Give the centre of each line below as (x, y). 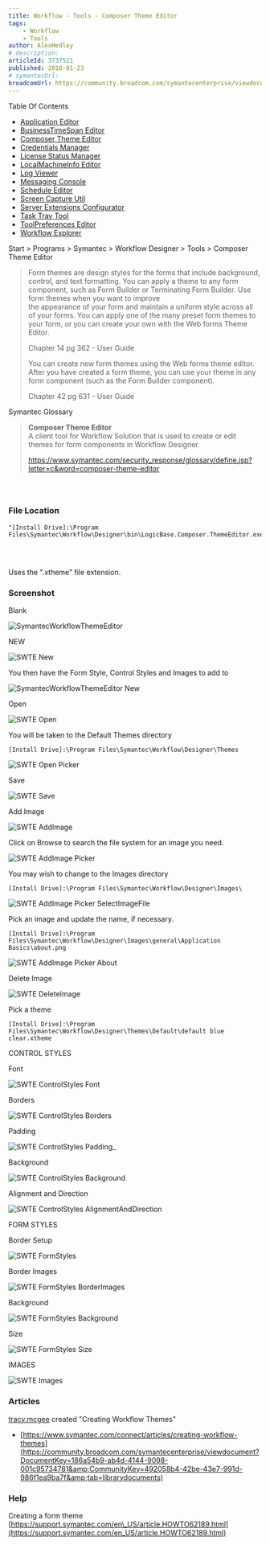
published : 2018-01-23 (46, 68)
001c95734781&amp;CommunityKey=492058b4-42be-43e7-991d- (131, 1469)
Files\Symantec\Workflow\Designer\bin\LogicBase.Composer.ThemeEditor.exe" (138, 534)
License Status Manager (60, 156)
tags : (17, 23)
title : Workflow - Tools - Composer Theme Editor (93, 16)
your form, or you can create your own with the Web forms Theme (137, 323)
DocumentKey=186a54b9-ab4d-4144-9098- (94, 1460)
